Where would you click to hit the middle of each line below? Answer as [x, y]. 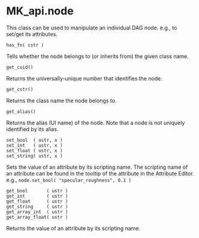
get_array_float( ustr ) [37, 217]
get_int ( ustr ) [37, 196]
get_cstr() [20, 89]
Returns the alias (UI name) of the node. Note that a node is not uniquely [96, 123]
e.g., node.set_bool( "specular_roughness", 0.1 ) [69, 180]
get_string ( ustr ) [37, 206]
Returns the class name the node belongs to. [61, 100]
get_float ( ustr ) [37, 201]
